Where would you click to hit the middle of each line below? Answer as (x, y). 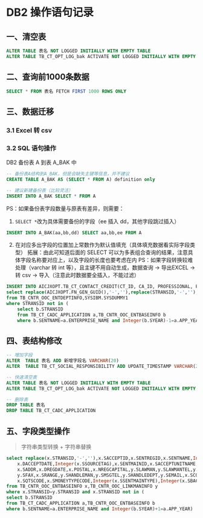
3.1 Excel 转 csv (29, 130)
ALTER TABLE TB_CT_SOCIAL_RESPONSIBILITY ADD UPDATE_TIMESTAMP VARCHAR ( (101, 367)
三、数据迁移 (30, 112)
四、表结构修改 (34, 340)
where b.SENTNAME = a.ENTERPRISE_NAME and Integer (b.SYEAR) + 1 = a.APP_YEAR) (100, 509)
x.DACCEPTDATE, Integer (46, 464)
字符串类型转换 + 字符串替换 (56, 447)
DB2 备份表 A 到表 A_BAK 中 (41, 162)
